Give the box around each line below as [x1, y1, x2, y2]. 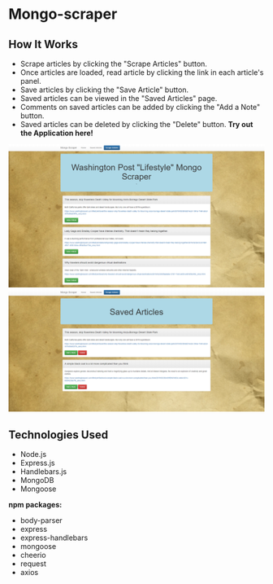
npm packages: [8, 500, 63, 510]
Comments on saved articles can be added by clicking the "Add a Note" [19, 103, 261, 112]
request [19, 559, 46, 569]
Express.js [19, 458, 55, 468]
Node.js [19, 450, 47, 459]
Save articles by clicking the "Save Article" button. [19, 85, 189, 94]
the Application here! [19, 128, 93, 138]
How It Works [8, 37, 79, 51]
